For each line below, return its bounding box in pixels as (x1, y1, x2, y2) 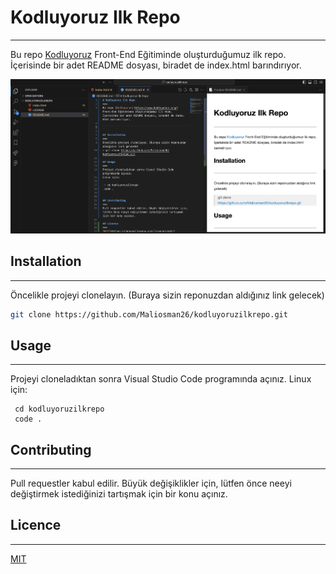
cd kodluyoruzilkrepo (14, 404, 105, 415)
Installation (10, 253, 82, 270)
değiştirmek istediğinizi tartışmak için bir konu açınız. (10, 488, 228, 500)
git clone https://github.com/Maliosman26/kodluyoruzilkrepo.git (10, 309, 288, 320)
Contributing (10, 441, 92, 458)
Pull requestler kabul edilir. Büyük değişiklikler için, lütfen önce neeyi (10, 477, 292, 490)
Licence (10, 517, 62, 534)
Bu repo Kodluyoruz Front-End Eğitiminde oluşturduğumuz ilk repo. (10, 48, 287, 60)
